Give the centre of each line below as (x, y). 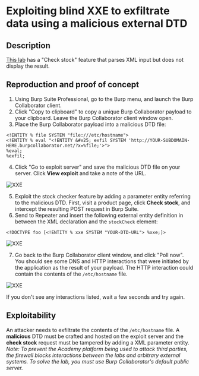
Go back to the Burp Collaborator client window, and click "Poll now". (99, 255)
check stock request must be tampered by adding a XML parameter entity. (98, 342)
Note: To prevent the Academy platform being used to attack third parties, (97, 349)
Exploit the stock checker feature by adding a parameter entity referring (103, 196)
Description (28, 45)
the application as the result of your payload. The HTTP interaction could (104, 267)
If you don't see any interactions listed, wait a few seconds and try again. (96, 297)
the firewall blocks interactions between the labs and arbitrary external (93, 355)
